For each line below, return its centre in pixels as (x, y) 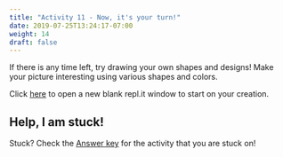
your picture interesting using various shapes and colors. (113, 77)
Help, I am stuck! (57, 122)
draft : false (33, 42)
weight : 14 (29, 34)
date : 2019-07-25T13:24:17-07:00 (71, 26)
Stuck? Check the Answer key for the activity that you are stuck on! (133, 144)
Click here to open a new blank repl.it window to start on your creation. (139, 94)
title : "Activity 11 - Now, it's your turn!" (95, 17)
